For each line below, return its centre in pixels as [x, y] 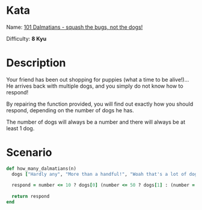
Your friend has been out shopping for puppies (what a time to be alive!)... [98, 79]
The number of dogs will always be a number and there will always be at [96, 122]
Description [36, 63]
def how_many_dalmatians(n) [41, 169]
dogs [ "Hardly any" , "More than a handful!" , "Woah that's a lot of [99, 174]
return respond [31, 196]
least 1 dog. [20, 128]
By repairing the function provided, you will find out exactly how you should [100, 104]
